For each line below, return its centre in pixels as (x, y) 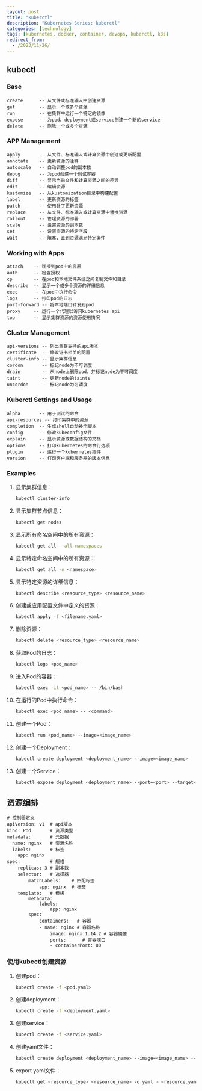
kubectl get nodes (38, 522)
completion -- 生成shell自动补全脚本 (52, 426)
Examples (22, 473)
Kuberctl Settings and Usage (50, 400)
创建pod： (28, 976)
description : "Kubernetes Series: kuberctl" (63, 23)
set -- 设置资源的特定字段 (47, 231)
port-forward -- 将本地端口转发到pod (50, 305)
